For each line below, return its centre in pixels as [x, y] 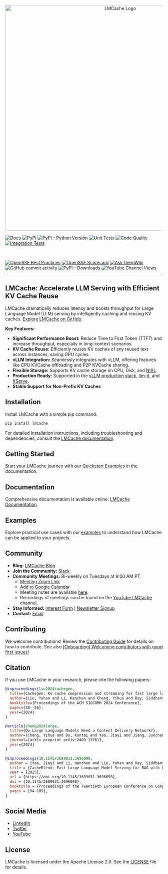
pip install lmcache [27, 423]
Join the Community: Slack [41, 571]
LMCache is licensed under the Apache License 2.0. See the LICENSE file [81, 862]
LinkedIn [21, 823]
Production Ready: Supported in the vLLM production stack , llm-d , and [86, 376]
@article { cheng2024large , [32, 726]
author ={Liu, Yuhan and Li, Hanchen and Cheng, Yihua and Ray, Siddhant [87, 698]
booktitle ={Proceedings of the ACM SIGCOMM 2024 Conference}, [76, 703]
